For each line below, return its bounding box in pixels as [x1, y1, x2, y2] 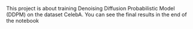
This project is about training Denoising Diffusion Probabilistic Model [6, 5, 175, 12]
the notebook [6, 17, 39, 24]
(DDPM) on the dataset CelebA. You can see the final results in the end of [6, 11, 187, 18]
